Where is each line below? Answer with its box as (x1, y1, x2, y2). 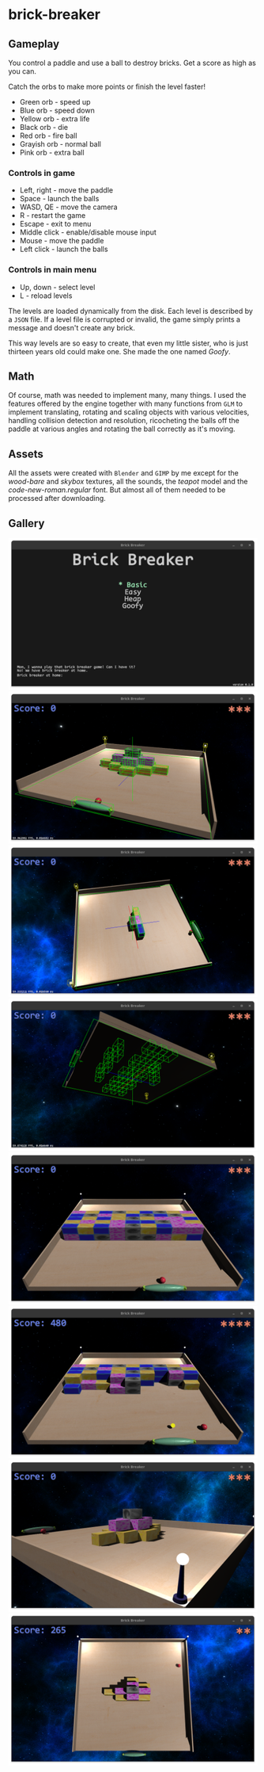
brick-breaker (8, 6, 101, 24)
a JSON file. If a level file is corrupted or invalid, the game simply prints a (8, 315, 241, 324)
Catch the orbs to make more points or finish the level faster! (8, 82, 206, 91)
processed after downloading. (8, 494, 107, 503)
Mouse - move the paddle (19, 236, 104, 246)
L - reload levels (19, 291, 73, 300)
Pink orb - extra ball (19, 148, 85, 157)
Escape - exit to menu (19, 220, 92, 229)
